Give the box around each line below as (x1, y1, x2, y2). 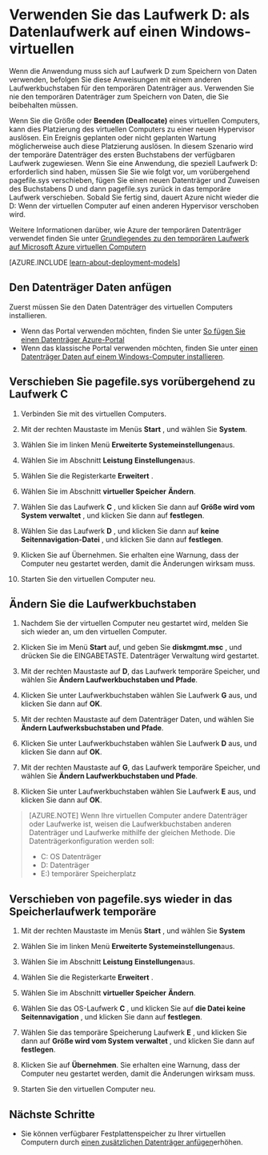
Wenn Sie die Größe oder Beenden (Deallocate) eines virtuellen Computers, (9, 115, 261, 125)
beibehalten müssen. (9, 100, 78, 110)
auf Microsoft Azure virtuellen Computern (9, 242, 146, 252)
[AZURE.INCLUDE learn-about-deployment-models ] (9, 257, 181, 267)
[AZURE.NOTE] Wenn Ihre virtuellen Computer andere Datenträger (28, 811, 248, 821)
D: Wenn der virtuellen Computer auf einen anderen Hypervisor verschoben (9, 200, 259, 210)
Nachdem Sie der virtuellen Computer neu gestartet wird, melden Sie (20, 619, 249, 628)
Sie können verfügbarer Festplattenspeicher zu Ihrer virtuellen (20, 1129, 226, 1138)
